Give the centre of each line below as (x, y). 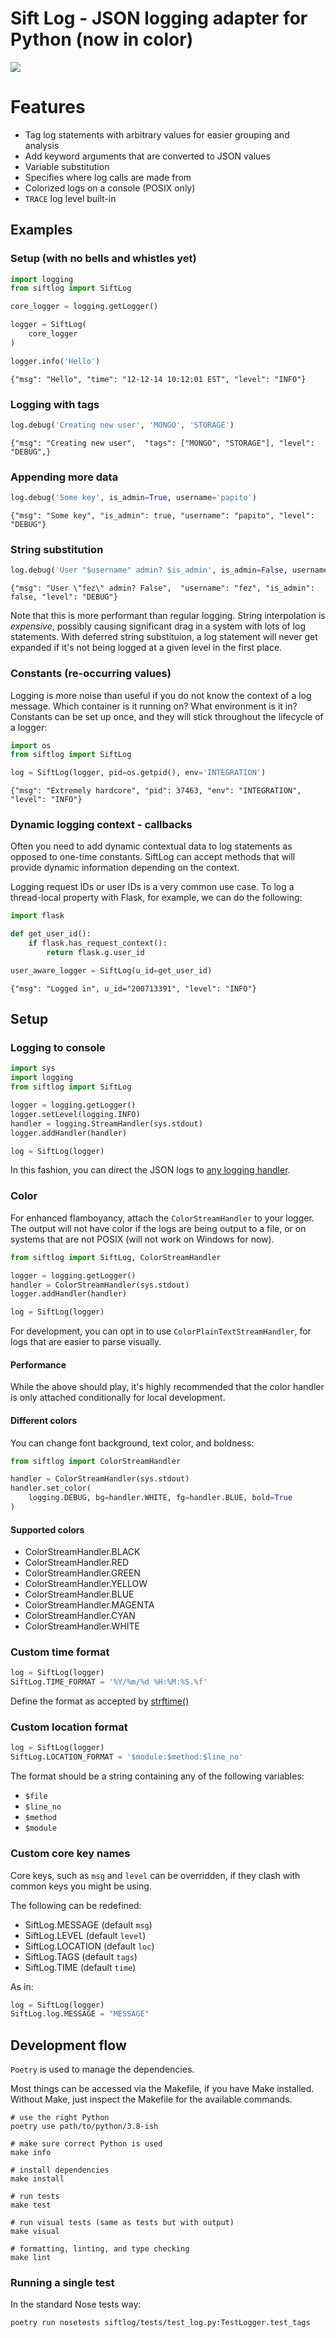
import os (31, 745)
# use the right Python (60, 2118)
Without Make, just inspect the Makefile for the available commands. (151, 2099)
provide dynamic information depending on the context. (125, 868)
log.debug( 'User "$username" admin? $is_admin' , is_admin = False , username (169, 570)
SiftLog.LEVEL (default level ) (85, 1935)
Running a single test (62, 2283)
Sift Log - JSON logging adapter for (159, 18)
